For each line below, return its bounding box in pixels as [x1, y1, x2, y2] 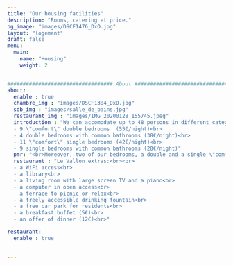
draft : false [7, 36, 45, 43]
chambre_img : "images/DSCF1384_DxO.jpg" [13, 100, 135, 107]
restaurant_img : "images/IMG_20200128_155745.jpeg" [13, 112, 169, 120]
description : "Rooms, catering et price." [7, 17, 132, 24]
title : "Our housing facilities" [7, 10, 104, 17]
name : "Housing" [19, 55, 67, 62]
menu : [7, 42, 23, 49]
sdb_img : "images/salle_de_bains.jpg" [13, 106, 129, 113]
